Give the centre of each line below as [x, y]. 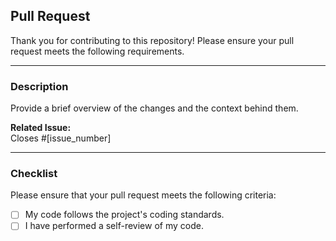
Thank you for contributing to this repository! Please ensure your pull [152, 40]
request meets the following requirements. [97, 51]
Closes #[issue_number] [61, 138]
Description [39, 86]
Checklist [34, 174]
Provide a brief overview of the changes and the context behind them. [154, 108]
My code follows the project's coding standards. [124, 215]
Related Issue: [41, 128]
